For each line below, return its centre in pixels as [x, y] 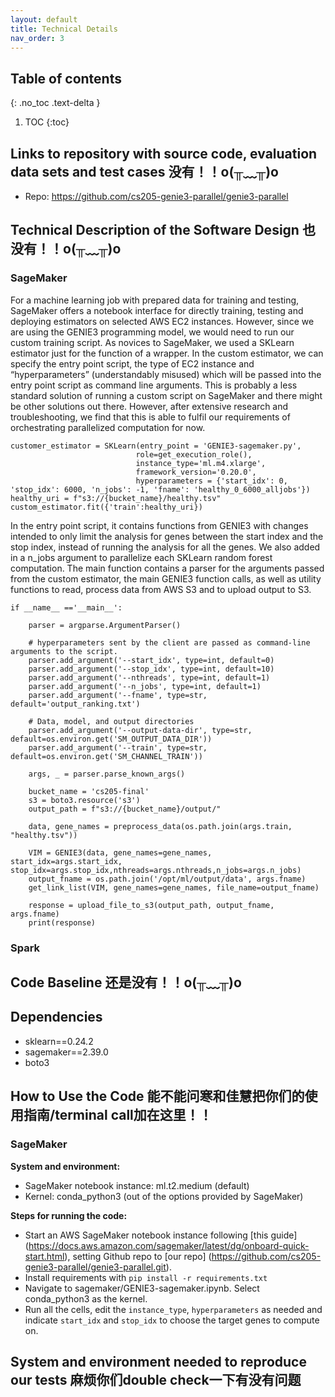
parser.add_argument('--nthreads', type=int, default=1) [149, 677]
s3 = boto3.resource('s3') [84, 800]
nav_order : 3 [37, 38]
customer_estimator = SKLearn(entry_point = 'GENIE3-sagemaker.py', [156, 446]
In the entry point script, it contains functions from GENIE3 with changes [159, 525]
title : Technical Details [64, 29]
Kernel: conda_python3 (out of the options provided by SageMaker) [164, 1196]
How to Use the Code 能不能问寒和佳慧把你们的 [157, 1096]
